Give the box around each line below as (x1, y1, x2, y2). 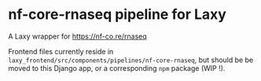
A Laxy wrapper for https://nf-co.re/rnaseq (8, 31, 147, 41)
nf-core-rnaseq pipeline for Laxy (8, 6, 226, 24)
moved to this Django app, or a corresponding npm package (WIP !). (8, 63, 226, 72)
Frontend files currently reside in (8, 46, 114, 56)
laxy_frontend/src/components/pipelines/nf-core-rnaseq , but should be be (8, 55, 254, 64)
